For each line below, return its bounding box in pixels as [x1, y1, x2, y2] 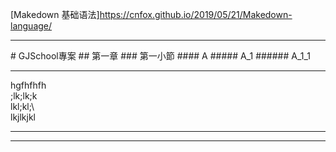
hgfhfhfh [10, 79, 47, 91]
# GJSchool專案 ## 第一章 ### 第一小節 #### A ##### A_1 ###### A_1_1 [10, 50, 312, 62]
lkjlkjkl [10, 111, 37, 123]
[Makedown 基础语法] [10, 9, 100, 20]
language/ [10, 20, 53, 32]
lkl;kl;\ [10, 101, 35, 112]
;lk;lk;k [10, 90, 38, 102]
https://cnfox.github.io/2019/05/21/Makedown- [99, 9, 293, 20]
